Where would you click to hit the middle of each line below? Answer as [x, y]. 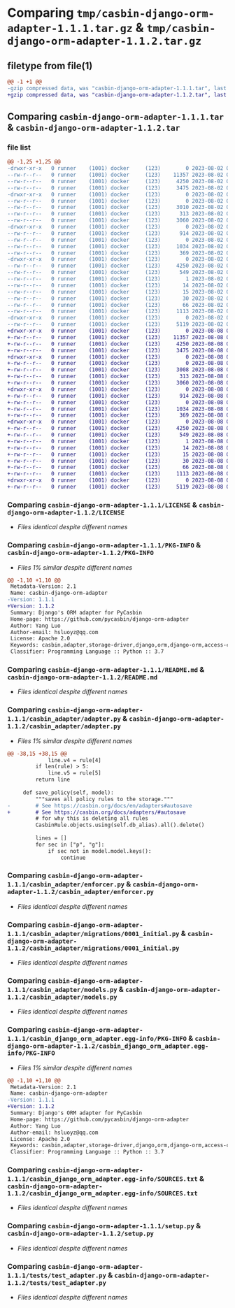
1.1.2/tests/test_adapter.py [57, 1283]
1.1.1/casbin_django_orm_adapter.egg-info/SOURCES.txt [102, 1179]
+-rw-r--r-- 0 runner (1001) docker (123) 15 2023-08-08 [115, 454]
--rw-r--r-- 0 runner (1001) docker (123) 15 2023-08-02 [115, 292]
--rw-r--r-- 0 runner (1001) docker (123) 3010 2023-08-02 [115, 208]
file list [19, 147]
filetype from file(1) [50, 65]
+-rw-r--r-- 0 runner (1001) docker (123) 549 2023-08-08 [115, 435]
